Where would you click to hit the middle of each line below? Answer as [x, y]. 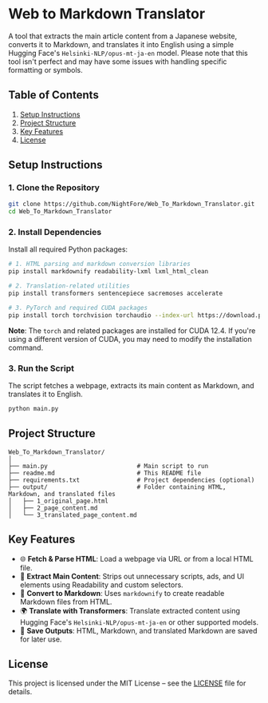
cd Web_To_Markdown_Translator [60, 212]
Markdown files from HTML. [66, 602]
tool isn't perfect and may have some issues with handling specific [118, 62]
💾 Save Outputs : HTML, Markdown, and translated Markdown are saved [138, 630]
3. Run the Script [41, 368]
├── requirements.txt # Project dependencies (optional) [132, 480]
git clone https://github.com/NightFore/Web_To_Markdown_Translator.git [132, 205]
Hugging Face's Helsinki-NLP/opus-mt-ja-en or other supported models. [139, 622]
